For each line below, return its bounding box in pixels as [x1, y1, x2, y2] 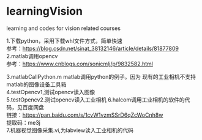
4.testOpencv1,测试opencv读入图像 [6, 88, 95, 95]
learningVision [6, 4, 83, 18]
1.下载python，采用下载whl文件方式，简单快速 [6, 37, 122, 44]
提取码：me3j [6, 119, 41, 126]
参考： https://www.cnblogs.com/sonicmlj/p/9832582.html [6, 60, 153, 67]
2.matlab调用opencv [6, 52, 58, 59]
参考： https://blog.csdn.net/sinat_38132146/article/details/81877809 [6, 45, 179, 52]
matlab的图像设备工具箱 [6, 81, 67, 88]
